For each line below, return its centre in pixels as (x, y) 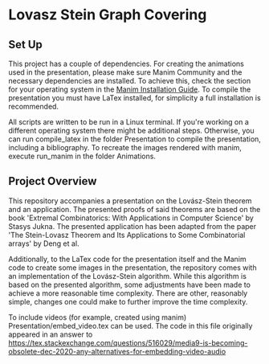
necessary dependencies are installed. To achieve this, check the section (130, 81)
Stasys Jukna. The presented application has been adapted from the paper (132, 226)
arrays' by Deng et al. (44, 243)
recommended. (33, 106)
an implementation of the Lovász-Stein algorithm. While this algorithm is (128, 276)
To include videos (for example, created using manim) (98, 317)
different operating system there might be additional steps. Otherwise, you (131, 131)
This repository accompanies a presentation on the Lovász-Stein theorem (130, 200)
